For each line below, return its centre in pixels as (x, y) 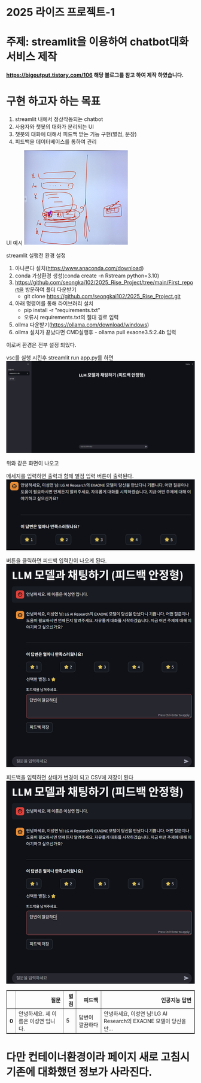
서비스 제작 (32, 57)
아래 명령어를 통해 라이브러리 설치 (54, 303)
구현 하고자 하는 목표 (53, 102)
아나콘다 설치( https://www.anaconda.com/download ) (79, 268)
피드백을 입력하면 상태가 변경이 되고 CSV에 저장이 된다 (70, 778)
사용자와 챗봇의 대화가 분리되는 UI (54, 126)
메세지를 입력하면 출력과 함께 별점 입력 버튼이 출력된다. (70, 476)
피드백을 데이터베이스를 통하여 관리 (56, 141)
